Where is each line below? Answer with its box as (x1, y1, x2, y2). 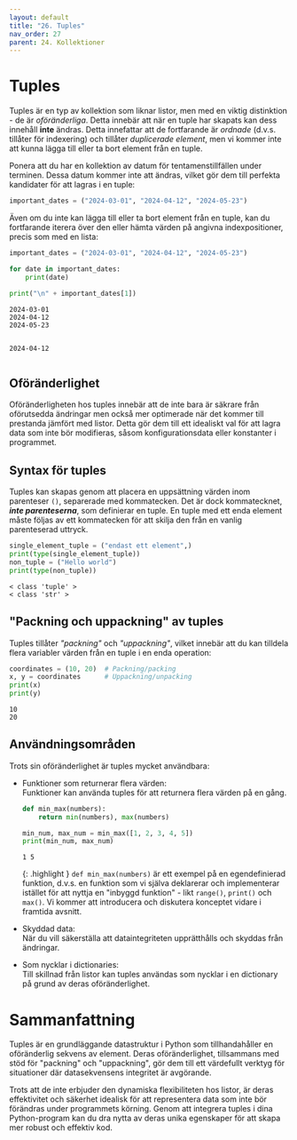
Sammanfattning (9, 1009, 136, 1030)
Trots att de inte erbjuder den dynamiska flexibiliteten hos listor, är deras (9, 1085, 274, 1096)
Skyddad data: (21, 923, 75, 934)
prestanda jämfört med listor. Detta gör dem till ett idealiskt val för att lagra (9, 419, 281, 429)
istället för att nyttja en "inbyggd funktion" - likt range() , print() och (21, 888, 272, 898)
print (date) (25, 273, 69, 282)
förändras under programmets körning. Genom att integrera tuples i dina (9, 1104, 273, 1114)
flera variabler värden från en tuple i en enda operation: (9, 647, 212, 658)
